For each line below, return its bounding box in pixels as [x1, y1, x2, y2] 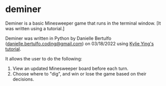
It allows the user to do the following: [5, 55, 82, 61]
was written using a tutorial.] [5, 25, 65, 31]
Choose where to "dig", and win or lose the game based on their [12, 70, 147, 76]
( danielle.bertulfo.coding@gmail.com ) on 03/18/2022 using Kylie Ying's [5, 40, 154, 46]
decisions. [12, 76, 34, 82]
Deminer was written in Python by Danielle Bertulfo [5, 35, 111, 41]
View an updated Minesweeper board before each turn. [12, 65, 129, 71]
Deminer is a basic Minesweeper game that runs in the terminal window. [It [5, 20, 161, 26]
